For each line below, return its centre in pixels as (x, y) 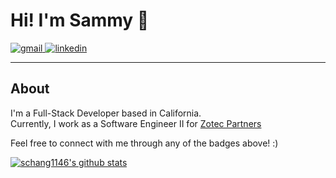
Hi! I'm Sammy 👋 (80, 20)
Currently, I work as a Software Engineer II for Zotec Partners (136, 123)
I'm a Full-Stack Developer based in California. (106, 113)
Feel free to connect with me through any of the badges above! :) (144, 143)
